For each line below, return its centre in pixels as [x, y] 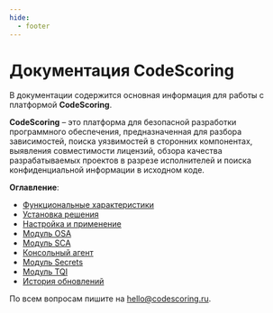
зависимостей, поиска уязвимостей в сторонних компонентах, [131, 141]
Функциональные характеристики [88, 205]
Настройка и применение [72, 224]
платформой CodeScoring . [61, 105]
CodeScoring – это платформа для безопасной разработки [123, 122]
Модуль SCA [46, 243]
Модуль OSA [47, 234]
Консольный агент [58, 253]
